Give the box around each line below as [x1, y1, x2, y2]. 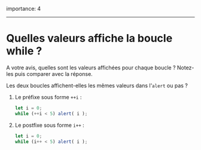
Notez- [176, 64, 194, 71]
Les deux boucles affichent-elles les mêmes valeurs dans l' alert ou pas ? [6, 82, 188, 89]
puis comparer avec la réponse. [14, 70, 93, 77]
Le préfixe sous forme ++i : [14, 93, 82, 100]
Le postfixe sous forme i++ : [14, 121, 85, 128]
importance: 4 [6, 5, 41, 12]
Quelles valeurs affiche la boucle [6, 32, 173, 45]
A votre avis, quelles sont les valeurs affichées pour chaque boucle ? [6, 64, 176, 71]
